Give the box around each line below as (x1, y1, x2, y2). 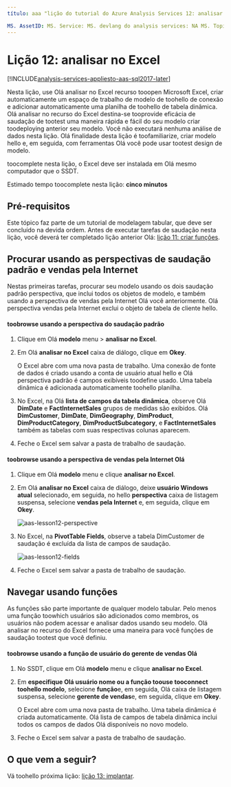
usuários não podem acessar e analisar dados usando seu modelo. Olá (7, 619, 208, 628)
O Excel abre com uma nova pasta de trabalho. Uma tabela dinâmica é (16, 706, 217, 714)
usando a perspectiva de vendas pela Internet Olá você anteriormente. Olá (7, 297, 219, 305)
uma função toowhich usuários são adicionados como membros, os (7, 612, 199, 620)
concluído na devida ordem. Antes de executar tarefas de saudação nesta (7, 226, 217, 234)
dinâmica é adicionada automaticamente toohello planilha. (16, 384, 182, 392)
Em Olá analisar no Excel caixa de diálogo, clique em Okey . (16, 348, 187, 357)
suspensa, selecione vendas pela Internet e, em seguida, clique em (16, 498, 210, 507)
